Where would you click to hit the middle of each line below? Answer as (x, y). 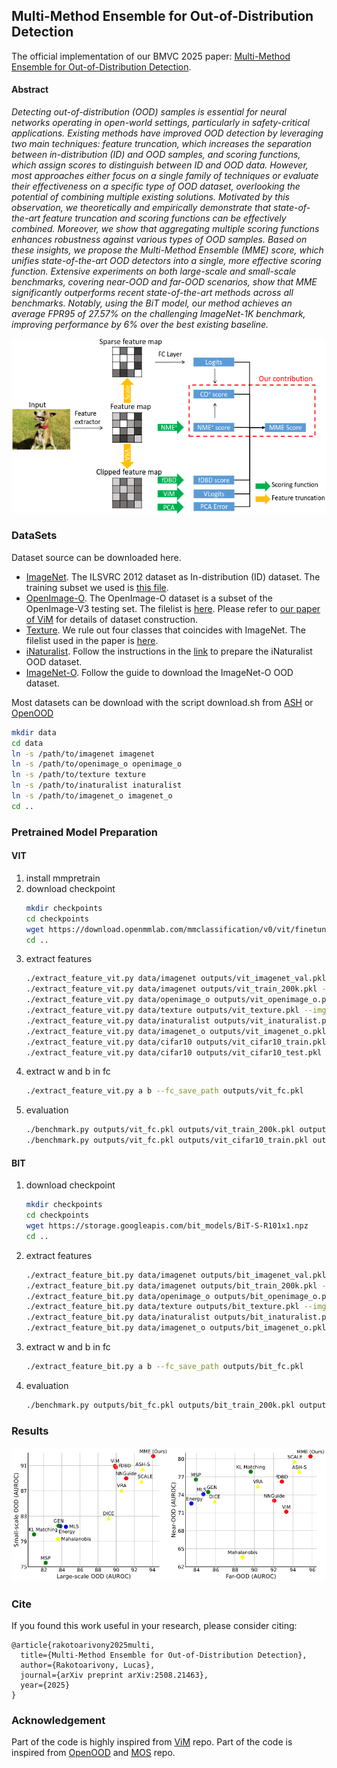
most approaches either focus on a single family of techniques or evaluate (165, 176)
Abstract (30, 90)
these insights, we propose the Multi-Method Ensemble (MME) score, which (167, 250)
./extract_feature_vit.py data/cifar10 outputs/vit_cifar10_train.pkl (176, 1042)
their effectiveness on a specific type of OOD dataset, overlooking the (156, 186)
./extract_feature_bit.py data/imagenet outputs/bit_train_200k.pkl (171, 1285)
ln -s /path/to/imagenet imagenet (83, 754)
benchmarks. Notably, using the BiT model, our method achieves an (152, 303)
